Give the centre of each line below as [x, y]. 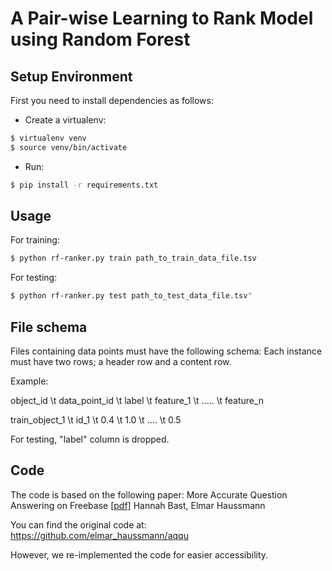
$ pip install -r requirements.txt [84, 185]
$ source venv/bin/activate [69, 147]
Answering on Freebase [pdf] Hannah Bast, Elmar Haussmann [138, 505]
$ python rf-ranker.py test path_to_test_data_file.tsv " [131, 296]
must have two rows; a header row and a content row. [121, 361]
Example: [29, 381]
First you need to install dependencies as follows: [112, 100]
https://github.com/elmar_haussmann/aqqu [99, 535]
